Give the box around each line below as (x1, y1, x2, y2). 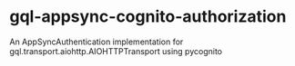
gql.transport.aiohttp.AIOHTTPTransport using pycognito (9, 45, 223, 56)
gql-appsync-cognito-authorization (9, 6, 287, 27)
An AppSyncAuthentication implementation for (9, 36, 184, 47)
